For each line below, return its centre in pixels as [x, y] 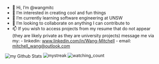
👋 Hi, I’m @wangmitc [33, 8]
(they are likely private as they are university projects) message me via [83, 36]
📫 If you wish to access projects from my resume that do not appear [81, 29]
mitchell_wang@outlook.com [41, 46]
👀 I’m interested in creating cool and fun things [59, 13]
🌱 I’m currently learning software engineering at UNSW [67, 18]
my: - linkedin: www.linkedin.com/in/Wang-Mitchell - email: [71, 41]
